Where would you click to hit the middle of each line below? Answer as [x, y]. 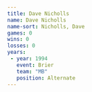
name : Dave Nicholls [37, 20]
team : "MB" [32, 71]
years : [17, 53]
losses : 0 [21, 46]
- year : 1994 [29, 59]
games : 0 [20, 33]
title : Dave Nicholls [38, 13]
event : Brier [35, 65]
